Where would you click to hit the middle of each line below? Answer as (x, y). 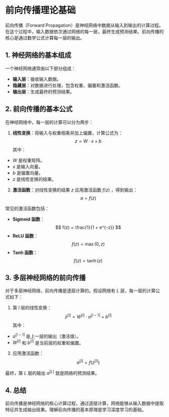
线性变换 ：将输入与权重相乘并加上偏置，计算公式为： (68, 133)
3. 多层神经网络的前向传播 (46, 277)
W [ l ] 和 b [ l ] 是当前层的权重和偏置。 (48, 342)
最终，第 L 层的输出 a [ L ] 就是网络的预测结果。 (52, 372)
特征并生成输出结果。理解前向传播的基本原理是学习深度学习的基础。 (76, 410)
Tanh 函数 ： (25, 252)
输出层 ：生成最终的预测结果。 (43, 92)
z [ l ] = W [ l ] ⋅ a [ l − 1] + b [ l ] (88, 316)
